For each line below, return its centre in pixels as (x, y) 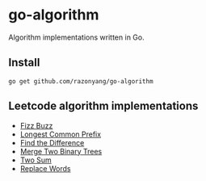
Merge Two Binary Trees (61, 151)
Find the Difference (52, 142)
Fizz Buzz (36, 125)
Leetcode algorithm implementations (103, 106)
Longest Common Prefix (61, 134)
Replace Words (45, 168)
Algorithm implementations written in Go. (76, 37)
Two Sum (36, 160)
